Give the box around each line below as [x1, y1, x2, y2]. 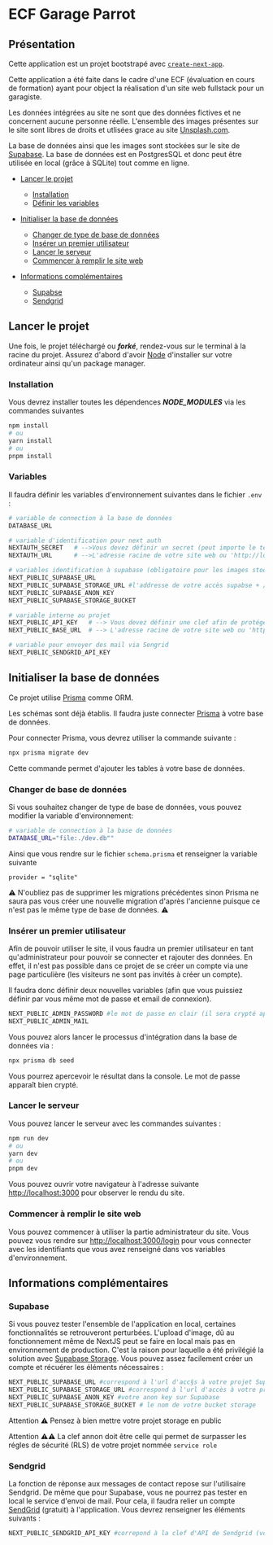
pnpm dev [8, 1165, 38, 1173]
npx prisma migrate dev [8, 748, 89, 757]
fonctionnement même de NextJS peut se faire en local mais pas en [8, 1337, 236, 1346]
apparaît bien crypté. [8, 1079, 79, 1089]
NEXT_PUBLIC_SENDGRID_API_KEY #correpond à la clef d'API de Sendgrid [8, 1530, 253, 1538]
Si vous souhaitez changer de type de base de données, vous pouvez [8, 802, 242, 812]
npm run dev [8, 1134, 49, 1142]
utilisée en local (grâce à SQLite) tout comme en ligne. [8, 158, 190, 168]
